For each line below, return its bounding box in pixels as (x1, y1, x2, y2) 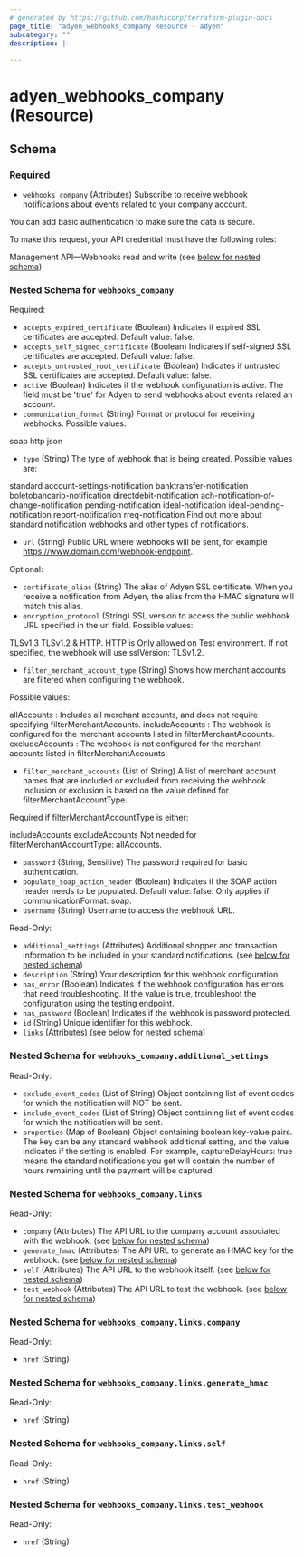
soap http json (9, 436, 63, 447)
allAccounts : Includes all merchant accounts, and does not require (9, 709, 259, 721)
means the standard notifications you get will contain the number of (22, 1155, 276, 1166)
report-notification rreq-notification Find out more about (52, 510, 262, 520)
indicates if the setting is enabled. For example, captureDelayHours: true (22, 1145, 293, 1156)
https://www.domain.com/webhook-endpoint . (22, 546, 193, 558)
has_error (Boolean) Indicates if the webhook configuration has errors (22, 978, 285, 989)
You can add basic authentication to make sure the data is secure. (9, 217, 256, 227)
